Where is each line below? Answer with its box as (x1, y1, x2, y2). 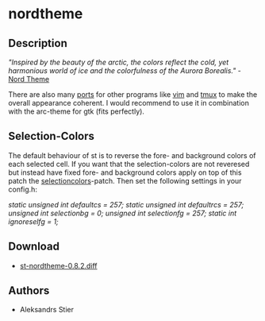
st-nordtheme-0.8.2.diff (19, 261, 98, 270)
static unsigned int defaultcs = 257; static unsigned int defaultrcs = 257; (8, 199, 244, 209)
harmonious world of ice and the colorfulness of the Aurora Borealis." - (8, 66, 242, 75)
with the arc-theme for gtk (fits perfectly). (8, 106, 145, 116)
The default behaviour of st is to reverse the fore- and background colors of (8, 150, 256, 160)
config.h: (8, 184, 38, 194)
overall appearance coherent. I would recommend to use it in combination (8, 99, 250, 107)
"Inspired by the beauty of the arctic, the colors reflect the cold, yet (8, 57, 229, 67)
